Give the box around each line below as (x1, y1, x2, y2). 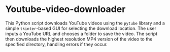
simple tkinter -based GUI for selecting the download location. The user (5, 25, 156, 31)
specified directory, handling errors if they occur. (5, 41, 108, 47)
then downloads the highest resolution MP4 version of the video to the (5, 36, 153, 42)
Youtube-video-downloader (5, 3, 126, 15)
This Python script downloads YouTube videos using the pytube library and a (5, 20, 165, 26)
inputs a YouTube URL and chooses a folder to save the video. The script (5, 30, 158, 36)
